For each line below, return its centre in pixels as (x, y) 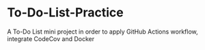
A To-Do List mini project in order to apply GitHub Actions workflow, (102, 32)
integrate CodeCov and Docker (51, 38)
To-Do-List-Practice (66, 13)
